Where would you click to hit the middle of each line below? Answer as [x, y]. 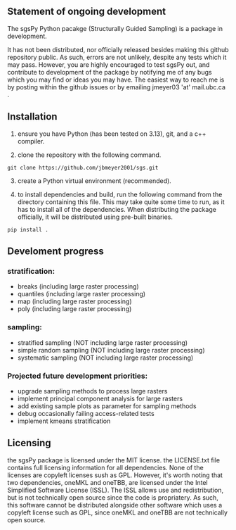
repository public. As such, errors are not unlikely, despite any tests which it [117, 57]
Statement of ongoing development [87, 12]
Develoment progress [55, 252]
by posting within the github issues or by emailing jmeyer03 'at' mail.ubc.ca [117, 87]
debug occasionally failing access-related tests [86, 413]
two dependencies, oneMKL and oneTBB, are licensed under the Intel [108, 482]
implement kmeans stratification [64, 421]
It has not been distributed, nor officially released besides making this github [118, 49]
